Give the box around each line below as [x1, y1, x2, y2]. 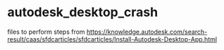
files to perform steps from [7, 27, 86, 36]
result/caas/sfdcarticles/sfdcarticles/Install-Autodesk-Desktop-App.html [7, 35, 217, 43]
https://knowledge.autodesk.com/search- [87, 27, 208, 36]
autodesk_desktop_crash [7, 4, 158, 20]
